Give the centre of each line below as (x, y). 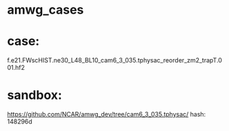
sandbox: (34, 95)
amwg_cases (46, 10)
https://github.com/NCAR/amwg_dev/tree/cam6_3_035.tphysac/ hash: (107, 115)
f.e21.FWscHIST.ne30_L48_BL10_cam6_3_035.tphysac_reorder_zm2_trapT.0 (115, 60)
